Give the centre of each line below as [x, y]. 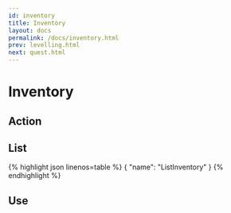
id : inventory [32, 15]
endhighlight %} [35, 176]
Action [25, 121]
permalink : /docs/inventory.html [64, 38]
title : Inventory [37, 23]
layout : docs [30, 30]
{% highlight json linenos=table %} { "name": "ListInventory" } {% [116, 167]
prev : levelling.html [44, 45]
